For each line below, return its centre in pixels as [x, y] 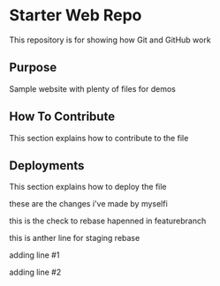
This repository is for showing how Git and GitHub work [110, 40]
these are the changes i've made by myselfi [88, 204]
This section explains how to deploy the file [88, 187]
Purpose [33, 68]
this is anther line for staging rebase [75, 238]
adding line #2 [35, 272]
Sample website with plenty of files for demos [93, 88]
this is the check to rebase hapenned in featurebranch [108, 221]
